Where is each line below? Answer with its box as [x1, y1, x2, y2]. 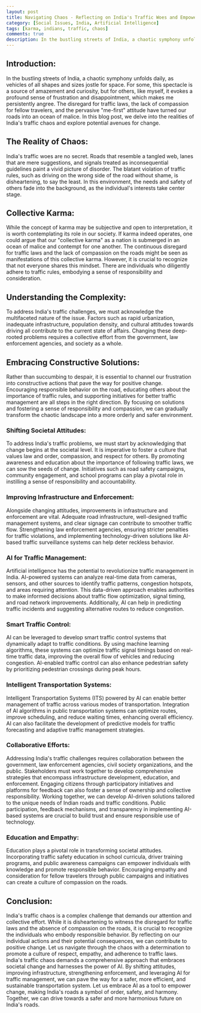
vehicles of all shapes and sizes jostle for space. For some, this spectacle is [6, 81, 193, 88]
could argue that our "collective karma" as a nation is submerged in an [6, 237, 180, 244]
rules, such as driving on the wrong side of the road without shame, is [6, 171, 178, 179]
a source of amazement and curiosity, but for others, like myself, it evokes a [6, 87, 193, 95]
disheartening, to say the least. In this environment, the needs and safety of [6, 178, 193, 185]
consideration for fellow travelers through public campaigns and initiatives [6, 872, 189, 879]
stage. [6, 190, 22, 198]
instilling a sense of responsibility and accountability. [6, 478, 136, 485]
